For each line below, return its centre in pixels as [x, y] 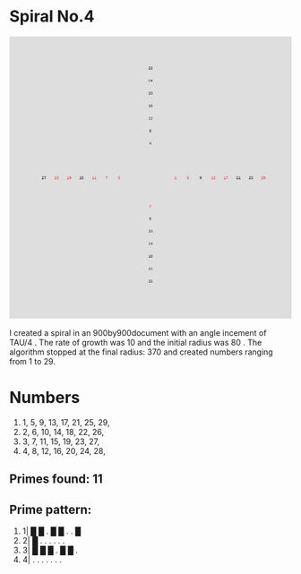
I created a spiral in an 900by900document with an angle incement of [138, 332]
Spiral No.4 [52, 17]
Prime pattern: [51, 509]
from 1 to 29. [33, 361]
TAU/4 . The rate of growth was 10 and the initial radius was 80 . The [136, 342]
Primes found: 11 [56, 480]
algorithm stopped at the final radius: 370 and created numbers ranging [141, 352]
